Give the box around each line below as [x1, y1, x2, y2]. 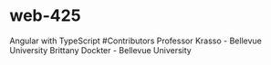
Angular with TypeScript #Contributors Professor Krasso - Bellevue [9, 35, 262, 46]
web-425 [9, 5, 81, 26]
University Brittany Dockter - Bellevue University [9, 44, 192, 55]
